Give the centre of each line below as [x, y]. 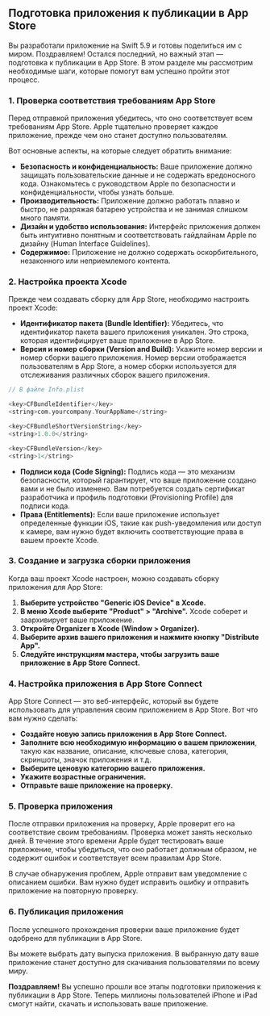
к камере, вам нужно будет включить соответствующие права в [132, 531]
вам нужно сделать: [43, 718]
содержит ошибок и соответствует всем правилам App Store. [115, 858]
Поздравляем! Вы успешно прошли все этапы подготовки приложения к [135, 986]
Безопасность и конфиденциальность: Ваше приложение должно [136, 167]
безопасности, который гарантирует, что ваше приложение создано [138, 480]
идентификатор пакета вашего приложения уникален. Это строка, [134, 332]
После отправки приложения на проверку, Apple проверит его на [122, 824]
